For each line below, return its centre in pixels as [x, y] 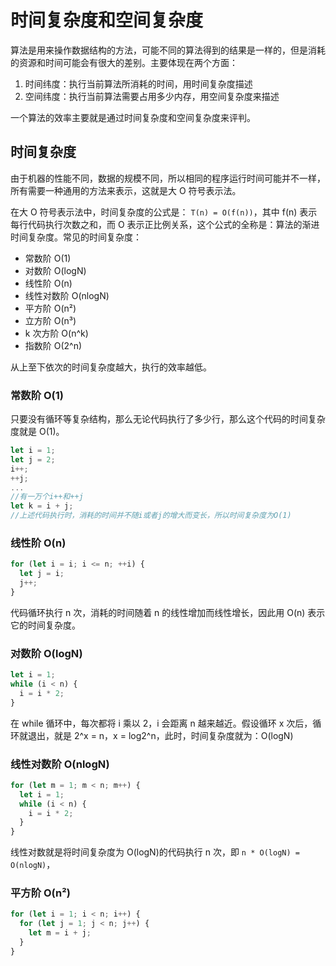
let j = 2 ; [33, 459]
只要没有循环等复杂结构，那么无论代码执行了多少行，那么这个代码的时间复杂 [168, 419]
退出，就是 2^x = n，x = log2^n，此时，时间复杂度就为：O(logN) [160, 735]
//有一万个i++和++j [47, 497]
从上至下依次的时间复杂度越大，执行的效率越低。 [111, 367]
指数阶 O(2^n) [53, 345]
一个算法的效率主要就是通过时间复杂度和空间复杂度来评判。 [133, 117]
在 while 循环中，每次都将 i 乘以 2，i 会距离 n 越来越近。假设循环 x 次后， [161, 723]
